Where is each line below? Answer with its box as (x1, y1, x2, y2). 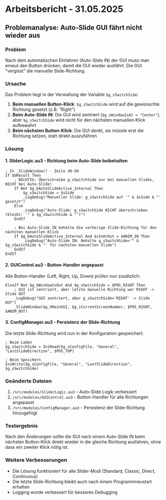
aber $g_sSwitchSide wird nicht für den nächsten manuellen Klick (12, 117, 146, 123)
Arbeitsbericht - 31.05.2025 (5, 3, 123, 15)
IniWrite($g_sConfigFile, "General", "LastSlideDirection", (5, 362, 133, 367)
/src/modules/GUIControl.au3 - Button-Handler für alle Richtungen (12, 394, 149, 400)
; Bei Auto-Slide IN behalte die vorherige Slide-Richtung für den (14, 225, 157, 230)
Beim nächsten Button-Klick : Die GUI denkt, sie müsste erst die (12, 128, 144, 134)
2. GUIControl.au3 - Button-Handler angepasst (5, 262, 104, 268)
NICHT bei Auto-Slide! (5, 182, 52, 187)
